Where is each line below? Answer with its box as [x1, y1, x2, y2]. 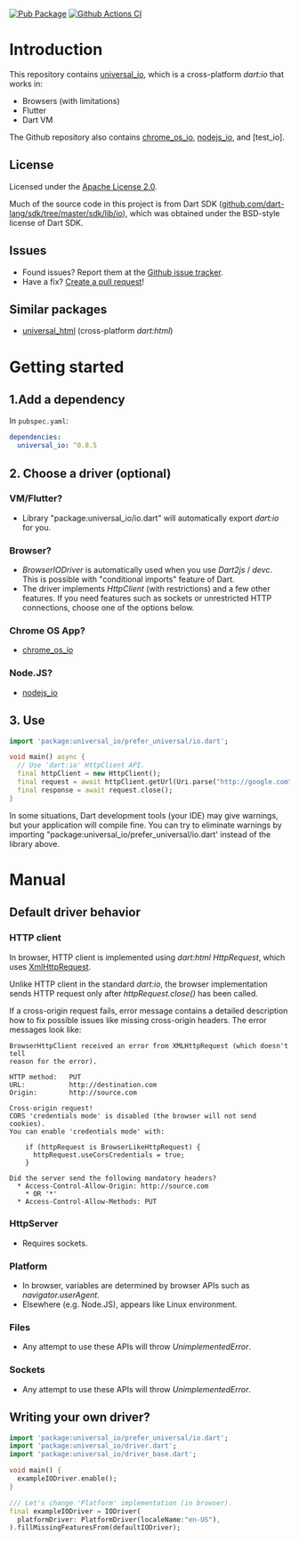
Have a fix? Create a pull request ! [21, 276, 145, 286]
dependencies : [9, 432, 62, 442]
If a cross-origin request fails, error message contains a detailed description [9, 1005, 288, 1016]
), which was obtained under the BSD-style [122, 207, 280, 218]
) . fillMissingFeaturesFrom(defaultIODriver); [9, 1523, 181, 1532]
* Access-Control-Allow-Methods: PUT [17, 1197, 158, 1206]
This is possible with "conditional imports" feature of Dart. [21, 574, 236, 585]
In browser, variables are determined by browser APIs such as [21, 1280, 250, 1291]
